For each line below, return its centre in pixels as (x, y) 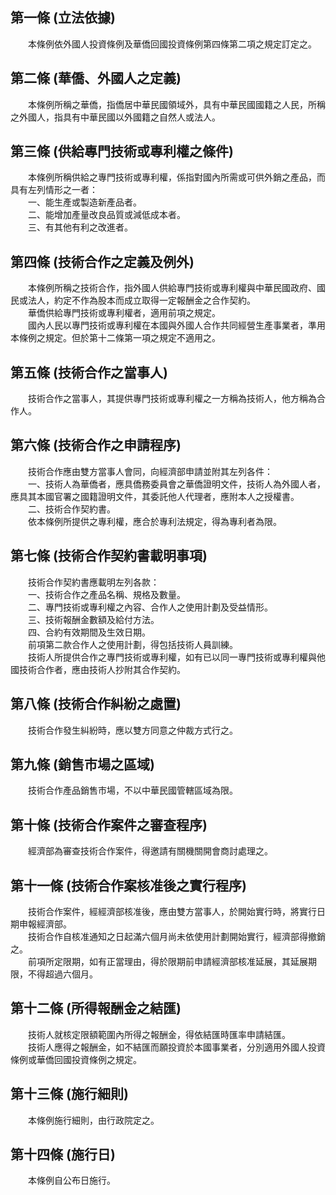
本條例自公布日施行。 (71, 1180)
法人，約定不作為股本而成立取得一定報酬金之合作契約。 (141, 300)
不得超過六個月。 (62, 974)
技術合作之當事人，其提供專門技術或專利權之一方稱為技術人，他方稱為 (172, 399)
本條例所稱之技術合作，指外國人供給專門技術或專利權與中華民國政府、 (172, 288)
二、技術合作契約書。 (71, 509)
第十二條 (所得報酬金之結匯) (96, 1008)
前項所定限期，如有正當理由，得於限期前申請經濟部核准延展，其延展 (167, 961)
